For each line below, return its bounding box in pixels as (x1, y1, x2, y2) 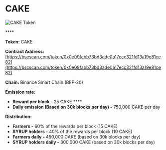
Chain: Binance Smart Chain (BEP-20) (5, 79, 83, 85)
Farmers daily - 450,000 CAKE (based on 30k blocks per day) (12, 134, 141, 140)
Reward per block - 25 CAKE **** (12, 98, 82, 105)
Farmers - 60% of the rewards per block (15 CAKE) (12, 123, 118, 129)
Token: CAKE (5, 38, 33, 45)
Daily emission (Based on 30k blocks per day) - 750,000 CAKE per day (12, 104, 161, 110)
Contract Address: (5, 48, 44, 54)
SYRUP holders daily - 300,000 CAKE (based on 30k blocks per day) (12, 139, 156, 145)
